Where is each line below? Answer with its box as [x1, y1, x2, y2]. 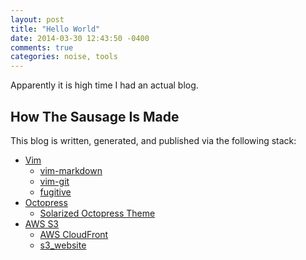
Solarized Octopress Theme [39, 207, 156, 219]
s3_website [39, 239, 87, 251]
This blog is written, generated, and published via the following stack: [10, 134, 297, 146]
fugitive [39, 186, 72, 198]
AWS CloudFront [39, 228, 109, 240]
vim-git [39, 175, 70, 187]
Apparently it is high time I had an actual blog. [10, 79, 199, 91]
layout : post [10, 14, 65, 25]
